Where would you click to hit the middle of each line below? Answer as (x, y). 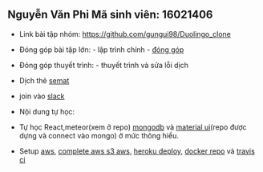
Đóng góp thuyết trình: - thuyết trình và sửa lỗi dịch (104, 65)
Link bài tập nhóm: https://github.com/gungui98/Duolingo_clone (125, 34)
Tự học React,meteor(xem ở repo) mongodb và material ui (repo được (133, 127)
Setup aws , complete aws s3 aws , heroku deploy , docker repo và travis (137, 151)
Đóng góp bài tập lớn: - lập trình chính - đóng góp (101, 50)
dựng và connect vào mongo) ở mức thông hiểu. (99, 135)
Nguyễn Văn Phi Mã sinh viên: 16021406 (110, 15)
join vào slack (42, 96)
